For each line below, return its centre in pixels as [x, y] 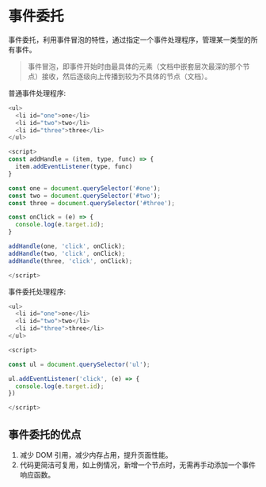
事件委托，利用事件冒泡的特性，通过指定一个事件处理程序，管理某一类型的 [129, 40]
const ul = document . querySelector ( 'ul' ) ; [79, 364]
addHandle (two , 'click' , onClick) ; [67, 253]
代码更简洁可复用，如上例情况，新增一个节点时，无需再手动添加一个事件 [137, 465]
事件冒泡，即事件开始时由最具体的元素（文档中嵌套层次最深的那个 [135, 66]
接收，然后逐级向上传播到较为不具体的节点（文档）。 [127, 76]
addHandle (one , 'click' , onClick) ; [67, 246]
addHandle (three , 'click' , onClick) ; [70, 261]
